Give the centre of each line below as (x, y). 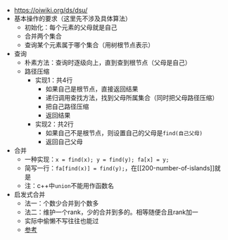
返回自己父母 (64, 141)
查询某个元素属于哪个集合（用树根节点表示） (89, 45)
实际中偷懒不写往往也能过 (62, 221)
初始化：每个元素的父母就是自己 (71, 27)
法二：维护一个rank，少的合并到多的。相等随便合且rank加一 (111, 212)
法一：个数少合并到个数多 (62, 203)
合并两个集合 (43, 36)
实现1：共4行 (54, 80)
